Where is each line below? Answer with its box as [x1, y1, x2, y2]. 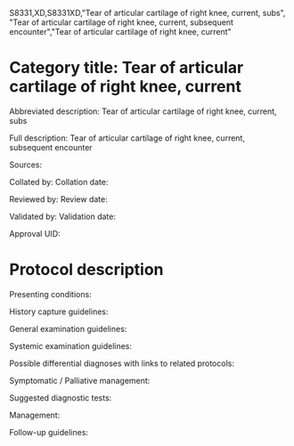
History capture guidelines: [9, 306, 109, 317]
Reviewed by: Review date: [9, 193, 109, 204]
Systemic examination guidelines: [9, 340, 132, 351]
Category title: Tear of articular [9, 58, 244, 78]
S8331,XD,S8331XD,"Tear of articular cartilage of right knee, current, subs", [9, 8, 286, 18]
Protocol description [9, 260, 164, 280]
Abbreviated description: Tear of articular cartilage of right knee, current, [9, 106, 278, 117]
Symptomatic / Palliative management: [9, 375, 151, 385]
